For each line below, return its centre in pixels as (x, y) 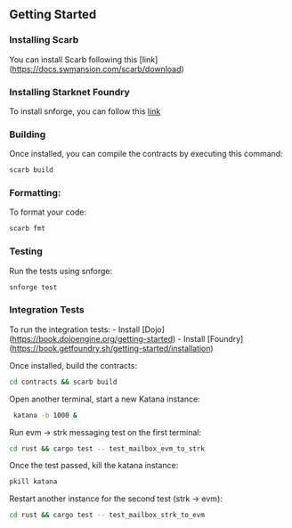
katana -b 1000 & (45, 415)
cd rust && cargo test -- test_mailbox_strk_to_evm (107, 516)
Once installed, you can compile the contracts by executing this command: (146, 154)
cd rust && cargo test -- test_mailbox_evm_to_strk (107, 449)
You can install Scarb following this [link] (84, 59)
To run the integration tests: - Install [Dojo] (87, 329)
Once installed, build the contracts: (73, 365)
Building (28, 134)
